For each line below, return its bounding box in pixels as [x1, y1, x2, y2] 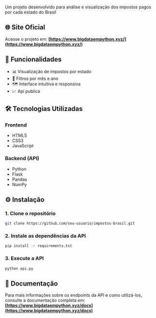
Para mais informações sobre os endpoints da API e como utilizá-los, [5, 292, 142, 298]
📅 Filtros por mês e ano [12, 75, 59, 81]
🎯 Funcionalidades [5, 55, 62, 64]
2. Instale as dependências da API [5, 233, 86, 239]
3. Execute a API [5, 255, 44, 262]
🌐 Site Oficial [5, 23, 45, 32]
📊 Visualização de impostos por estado [12, 68, 92, 74]
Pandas [12, 176, 28, 182]
